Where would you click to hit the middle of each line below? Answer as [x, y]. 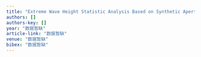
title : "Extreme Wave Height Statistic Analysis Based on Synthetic [93, 12]
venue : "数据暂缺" [28, 39]
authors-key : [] [26, 23]
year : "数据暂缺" [26, 28]
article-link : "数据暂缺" [37, 34]
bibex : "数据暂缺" [28, 45]
